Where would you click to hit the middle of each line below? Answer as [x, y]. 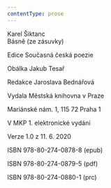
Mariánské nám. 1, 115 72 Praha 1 [54, 109]
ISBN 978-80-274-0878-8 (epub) [55, 150]
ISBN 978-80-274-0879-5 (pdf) [53, 163]
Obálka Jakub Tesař [36, 68]
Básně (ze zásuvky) [36, 41]
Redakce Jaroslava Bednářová [51, 82]
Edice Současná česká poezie [50, 55]
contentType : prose [36, 14]
